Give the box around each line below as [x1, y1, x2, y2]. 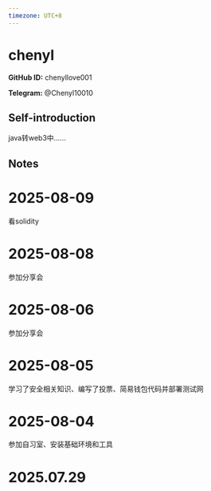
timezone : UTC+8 [8, 11, 62, 20]
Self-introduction [8, 111, 96, 125]
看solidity [8, 216, 40, 226]
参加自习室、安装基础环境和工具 [8, 440, 113, 449]
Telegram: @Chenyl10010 [8, 88, 94, 97]
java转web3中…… [8, 133, 66, 143]
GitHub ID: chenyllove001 [8, 73, 92, 82]
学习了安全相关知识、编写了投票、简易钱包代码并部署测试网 [8, 384, 204, 394]
